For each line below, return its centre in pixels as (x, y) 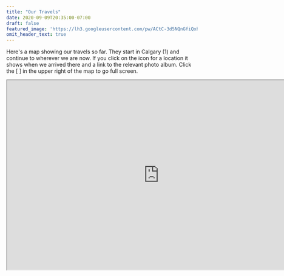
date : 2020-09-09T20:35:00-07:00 (49, 18)
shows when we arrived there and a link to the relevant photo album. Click (99, 65)
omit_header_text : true (36, 35)
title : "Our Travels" (34, 12)
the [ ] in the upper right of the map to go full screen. (72, 71)
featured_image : (27, 29)
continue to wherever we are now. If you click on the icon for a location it (97, 58)
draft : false (23, 23)
